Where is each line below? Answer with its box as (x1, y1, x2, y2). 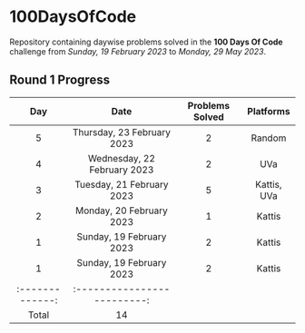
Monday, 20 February (75, 204, 168, 217)
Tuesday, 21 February (74, 178, 170, 191)
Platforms (247, 104, 290, 117)
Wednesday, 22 (87, 152, 156, 164)
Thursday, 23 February (72, 125, 171, 138)
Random (251, 132, 287, 144)
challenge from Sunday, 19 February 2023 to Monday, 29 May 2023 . (9, 45, 267, 56)
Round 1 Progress (9, 73, 111, 88)
